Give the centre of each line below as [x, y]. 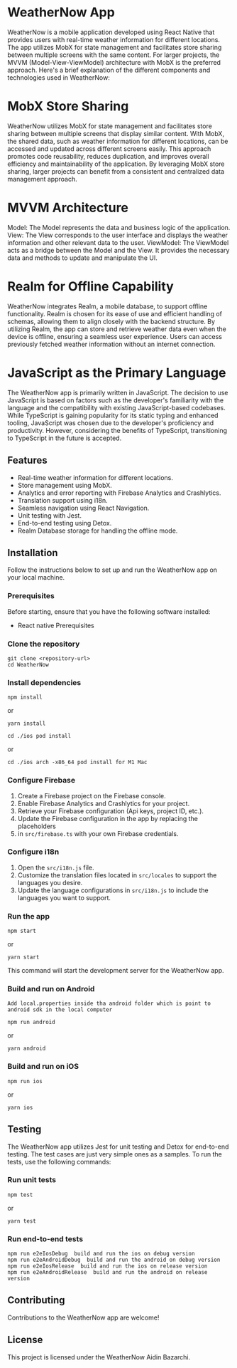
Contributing [36, 1300]
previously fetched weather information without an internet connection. [111, 344]
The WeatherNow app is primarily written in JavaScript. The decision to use [118, 392]
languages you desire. [50, 882]
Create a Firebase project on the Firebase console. [92, 795]
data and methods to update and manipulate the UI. [82, 258]
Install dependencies [44, 682]
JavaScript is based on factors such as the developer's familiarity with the [116, 400]
